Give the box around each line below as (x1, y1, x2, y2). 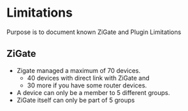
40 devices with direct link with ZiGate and (26, 74, 150, 82)
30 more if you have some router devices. (26, 81, 148, 89)
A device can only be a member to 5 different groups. (16, 88, 171, 96)
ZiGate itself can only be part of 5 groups (16, 96, 135, 104)
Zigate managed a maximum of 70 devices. (16, 66, 141, 74)
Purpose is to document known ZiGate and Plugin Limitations (6, 28, 182, 36)
